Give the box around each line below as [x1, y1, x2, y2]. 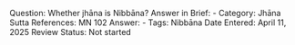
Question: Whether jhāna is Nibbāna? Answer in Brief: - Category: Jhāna [9, 8, 281, 18]
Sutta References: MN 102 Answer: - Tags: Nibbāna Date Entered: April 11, [9, 17, 287, 28]
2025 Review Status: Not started [9, 27, 132, 37]
